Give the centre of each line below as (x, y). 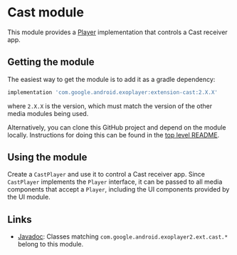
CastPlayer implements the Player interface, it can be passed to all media (115, 182)
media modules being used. (48, 113)
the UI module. (29, 197)
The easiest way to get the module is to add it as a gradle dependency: (111, 79)
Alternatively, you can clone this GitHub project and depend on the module (117, 127)
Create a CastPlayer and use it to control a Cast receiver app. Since (106, 175)
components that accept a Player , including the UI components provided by (118, 189)
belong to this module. (51, 244)
